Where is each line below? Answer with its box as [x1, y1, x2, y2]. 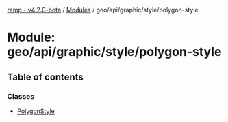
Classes [7, 91, 35, 101]
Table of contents [7, 71, 84, 82]
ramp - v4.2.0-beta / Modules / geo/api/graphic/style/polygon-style [7, 6, 199, 14]
